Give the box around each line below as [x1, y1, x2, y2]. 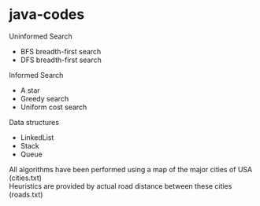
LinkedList [20, 132, 54, 142]
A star [20, 85, 40, 95]
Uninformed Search [9, 31, 73, 41]
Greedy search [20, 94, 69, 103]
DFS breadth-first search [20, 55, 102, 64]
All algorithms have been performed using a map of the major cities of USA [9, 164, 253, 174]
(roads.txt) [9, 189, 43, 199]
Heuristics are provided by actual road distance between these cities [9, 181, 232, 190]
